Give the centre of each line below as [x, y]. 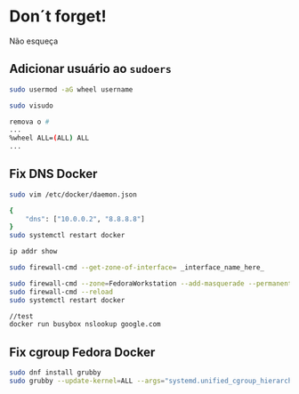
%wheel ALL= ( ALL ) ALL [49, 138]
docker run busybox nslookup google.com [85, 325]
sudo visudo [31, 105]
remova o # [29, 122]
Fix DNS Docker [53, 174]
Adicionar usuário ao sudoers [90, 69]
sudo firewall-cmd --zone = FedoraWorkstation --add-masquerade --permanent [151, 283]
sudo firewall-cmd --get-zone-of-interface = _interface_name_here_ [137, 268]
